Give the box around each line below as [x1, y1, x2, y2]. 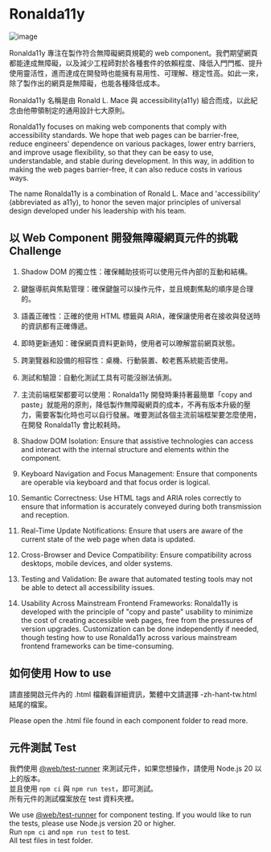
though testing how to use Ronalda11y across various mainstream [20, 632, 237, 642]
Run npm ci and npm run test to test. [9, 827, 131, 837]
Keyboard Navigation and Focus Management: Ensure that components [20, 468, 258, 478]
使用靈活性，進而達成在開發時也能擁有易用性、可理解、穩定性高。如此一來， [9, 68, 263, 77]
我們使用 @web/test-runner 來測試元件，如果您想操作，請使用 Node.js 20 [9, 763, 253, 774]
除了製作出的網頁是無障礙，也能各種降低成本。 [9, 78, 164, 88]
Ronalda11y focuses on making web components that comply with [9, 122, 228, 131]
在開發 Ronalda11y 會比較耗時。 [20, 420, 125, 430]
